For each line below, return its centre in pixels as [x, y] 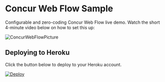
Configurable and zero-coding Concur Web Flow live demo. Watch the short [82, 22]
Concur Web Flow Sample [59, 9]
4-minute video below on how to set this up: [50, 27]
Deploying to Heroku [38, 53]
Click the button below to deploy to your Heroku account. [63, 64]
